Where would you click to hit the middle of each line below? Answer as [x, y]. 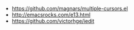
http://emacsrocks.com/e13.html [51, 15]
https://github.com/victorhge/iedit [53, 21]
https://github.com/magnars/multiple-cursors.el [70, 9]
